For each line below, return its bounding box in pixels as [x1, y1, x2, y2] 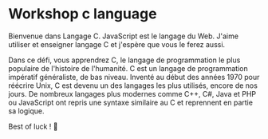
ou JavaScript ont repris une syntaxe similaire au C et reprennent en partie [8, 97, 254, 107]
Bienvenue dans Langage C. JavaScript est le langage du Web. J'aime [8, 31, 239, 41]
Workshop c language [8, 5, 157, 23]
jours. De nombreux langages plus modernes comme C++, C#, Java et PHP [8, 89, 257, 98]
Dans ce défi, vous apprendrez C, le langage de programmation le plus [8, 55, 241, 65]
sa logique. [8, 105, 45, 116]
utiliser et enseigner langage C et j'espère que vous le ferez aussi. [8, 39, 226, 49]
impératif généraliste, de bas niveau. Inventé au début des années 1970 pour [8, 72, 260, 81]
